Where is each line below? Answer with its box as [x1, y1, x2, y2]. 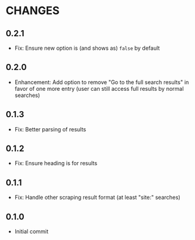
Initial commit [14, 228, 49, 235]
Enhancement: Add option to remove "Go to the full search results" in [14, 78, 189, 86]
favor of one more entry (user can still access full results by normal [14, 85, 184, 92]
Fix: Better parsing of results [14, 125, 87, 133]
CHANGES [6, 4, 60, 18]
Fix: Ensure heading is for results [14, 160, 98, 167]
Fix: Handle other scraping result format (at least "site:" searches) [14, 194, 181, 201]
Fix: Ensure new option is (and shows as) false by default [14, 44, 160, 52]
